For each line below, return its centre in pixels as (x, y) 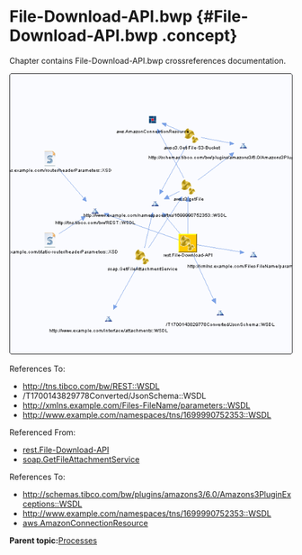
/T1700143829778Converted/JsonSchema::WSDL (114, 396)
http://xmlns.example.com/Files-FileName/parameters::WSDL (136, 405)
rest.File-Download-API (66, 450)
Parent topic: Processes (53, 541)
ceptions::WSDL (52, 504)
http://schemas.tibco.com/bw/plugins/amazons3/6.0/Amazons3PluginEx (157, 494)
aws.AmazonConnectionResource (85, 523)
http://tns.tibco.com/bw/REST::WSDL (91, 386)
